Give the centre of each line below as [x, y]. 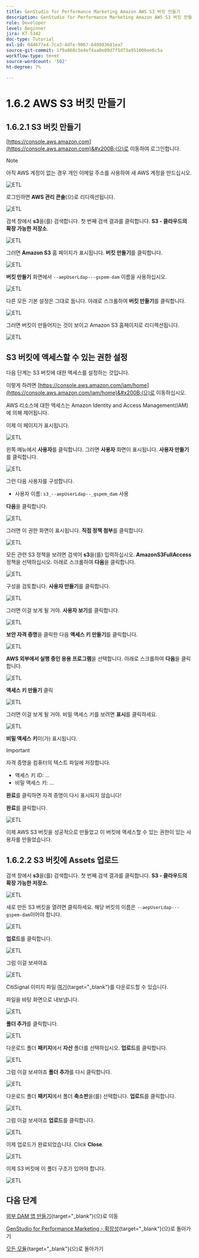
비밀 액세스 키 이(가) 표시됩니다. [42, 739]
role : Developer [26, 23]
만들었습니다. [37, 840]
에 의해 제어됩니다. [28, 413]
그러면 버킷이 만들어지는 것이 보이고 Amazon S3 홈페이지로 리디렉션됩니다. [93, 325]
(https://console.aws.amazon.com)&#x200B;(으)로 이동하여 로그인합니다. [94, 149]
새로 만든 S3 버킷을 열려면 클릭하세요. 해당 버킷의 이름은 [71, 907]
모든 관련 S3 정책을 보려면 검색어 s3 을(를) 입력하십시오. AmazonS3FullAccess [99, 555]
